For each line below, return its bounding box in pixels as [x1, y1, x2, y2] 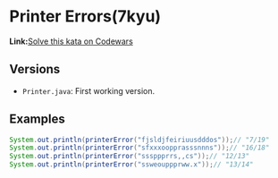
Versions [9, 62, 61, 77]
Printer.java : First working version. [21, 85, 155, 96]
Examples [9, 112, 65, 127]
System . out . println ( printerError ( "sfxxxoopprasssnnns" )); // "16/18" [9, 143, 270, 153]
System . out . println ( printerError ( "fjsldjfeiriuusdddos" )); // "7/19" [9, 135, 270, 144]
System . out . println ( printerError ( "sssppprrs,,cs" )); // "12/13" [9, 152, 250, 161]
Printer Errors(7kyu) [9, 6, 162, 27]
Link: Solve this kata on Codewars [9, 36, 134, 47]
